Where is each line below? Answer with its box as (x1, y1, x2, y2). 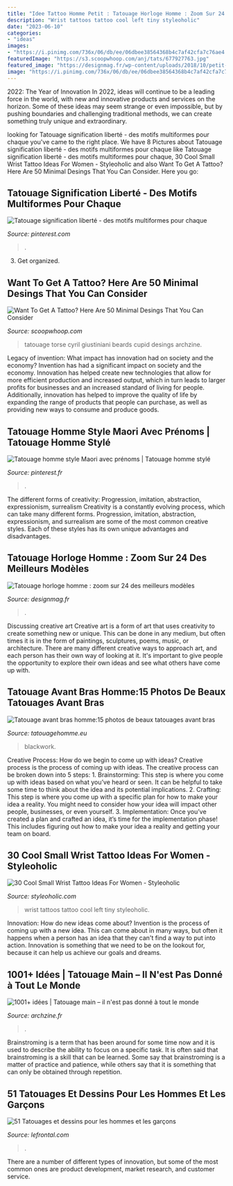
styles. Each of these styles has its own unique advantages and (7, 525, 189, 533)
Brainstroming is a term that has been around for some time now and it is (7, 1038, 215, 1047)
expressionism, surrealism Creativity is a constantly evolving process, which (7, 502, 225, 511)
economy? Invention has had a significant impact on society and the (7, 362, 202, 370)
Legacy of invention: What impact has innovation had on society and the (7, 354, 214, 362)
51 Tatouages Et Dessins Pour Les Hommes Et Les (7, 1087, 226, 1100)
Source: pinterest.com (7, 230, 71, 238)
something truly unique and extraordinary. (7, 117, 127, 125)
